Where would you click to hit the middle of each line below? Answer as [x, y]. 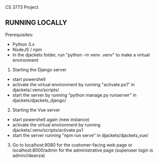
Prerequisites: [19, 35]
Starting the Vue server [36, 110]
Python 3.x [23, 44]
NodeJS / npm [27, 50]
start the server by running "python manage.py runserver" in [74, 95]
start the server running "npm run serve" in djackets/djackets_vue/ [80, 135]
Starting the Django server [39, 69]
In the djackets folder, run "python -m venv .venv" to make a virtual [81, 54]
